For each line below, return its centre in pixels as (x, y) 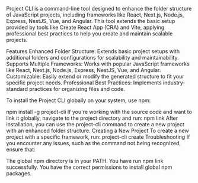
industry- (174, 83)
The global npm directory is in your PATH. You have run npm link (85, 161)
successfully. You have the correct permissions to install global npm (89, 167)
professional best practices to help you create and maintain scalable (90, 34)
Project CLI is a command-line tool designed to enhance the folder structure (99, 9)
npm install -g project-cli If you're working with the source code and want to (99, 112)
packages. (19, 173)
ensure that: (21, 149)
